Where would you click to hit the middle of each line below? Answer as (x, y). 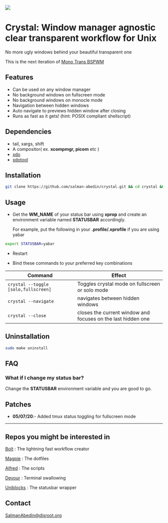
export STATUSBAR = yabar (30, 244)
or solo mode (93, 290)
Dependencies (28, 132)
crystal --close (27, 315)
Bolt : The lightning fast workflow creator (47, 449)
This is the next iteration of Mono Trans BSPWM (54, 61)
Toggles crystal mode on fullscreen (119, 284)
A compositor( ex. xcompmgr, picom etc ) (56, 149)
